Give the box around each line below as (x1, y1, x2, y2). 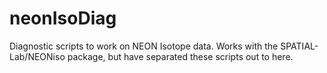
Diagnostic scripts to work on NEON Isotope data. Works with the (9, 40, 279, 52)
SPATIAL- (280, 40, 319, 52)
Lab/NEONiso (9, 50, 66, 62)
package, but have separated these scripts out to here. (67, 50, 294, 62)
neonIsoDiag (9, 7, 117, 30)
